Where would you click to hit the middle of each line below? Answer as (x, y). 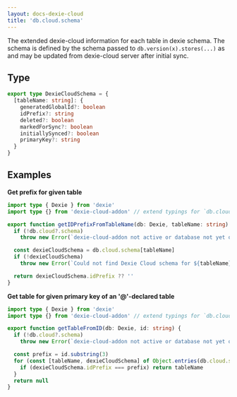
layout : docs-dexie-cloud (45, 14)
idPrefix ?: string (47, 114)
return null (31, 381)
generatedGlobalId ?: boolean (63, 107)
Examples (29, 175)
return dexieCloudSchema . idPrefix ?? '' (74, 276)
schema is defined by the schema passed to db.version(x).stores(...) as (116, 48)
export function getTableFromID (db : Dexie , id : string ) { (94, 328)
